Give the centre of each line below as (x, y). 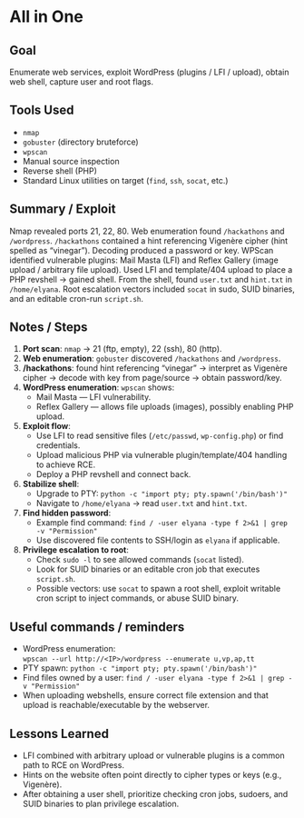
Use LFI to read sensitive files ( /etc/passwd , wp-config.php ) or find (160, 436)
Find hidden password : (67, 513)
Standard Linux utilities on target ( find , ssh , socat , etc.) (125, 180)
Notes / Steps (49, 328)
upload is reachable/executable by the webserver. (116, 705)
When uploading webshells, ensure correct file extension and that (146, 695)
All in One (47, 17)
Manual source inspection (71, 161)
